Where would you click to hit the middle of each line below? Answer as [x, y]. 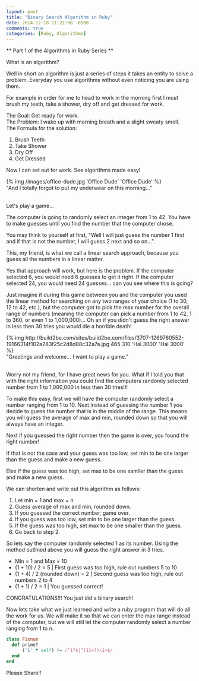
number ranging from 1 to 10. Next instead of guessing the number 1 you [94, 405]
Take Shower [31, 146]
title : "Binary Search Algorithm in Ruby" [59, 17]
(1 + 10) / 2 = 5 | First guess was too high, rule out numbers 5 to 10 [96, 568]
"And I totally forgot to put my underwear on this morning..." [79, 188]
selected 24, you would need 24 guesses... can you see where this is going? [99, 283]
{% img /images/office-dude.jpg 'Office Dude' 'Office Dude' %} [84, 182]
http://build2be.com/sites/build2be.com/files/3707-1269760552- [105, 338]
